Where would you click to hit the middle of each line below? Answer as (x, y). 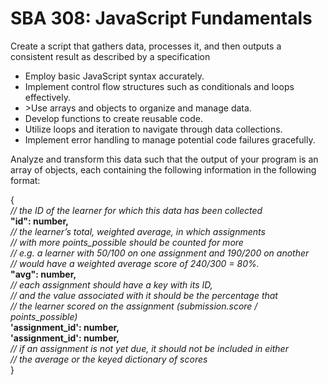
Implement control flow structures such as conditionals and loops (159, 86)
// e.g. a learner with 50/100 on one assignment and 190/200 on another (160, 253)
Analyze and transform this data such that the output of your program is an (164, 159)
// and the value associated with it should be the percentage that (144, 295)
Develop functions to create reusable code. (114, 118)
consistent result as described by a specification (110, 56)
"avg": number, (43, 274)
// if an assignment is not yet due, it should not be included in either (149, 348)
